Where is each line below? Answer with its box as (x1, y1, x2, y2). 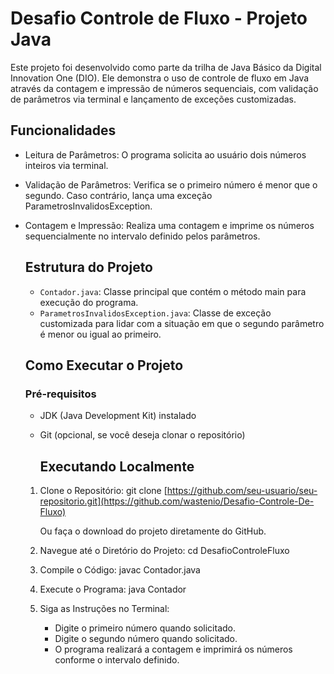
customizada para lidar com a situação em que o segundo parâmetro (39, 317, 325, 329)
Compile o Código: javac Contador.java (39, 564, 201, 576)
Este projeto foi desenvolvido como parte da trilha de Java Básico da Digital (10, 61, 322, 73)
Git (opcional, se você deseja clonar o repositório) (39, 429, 246, 441)
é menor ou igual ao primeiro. (39, 328, 162, 340)
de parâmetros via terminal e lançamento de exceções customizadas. (10, 93, 297, 105)
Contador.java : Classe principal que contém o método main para (39, 285, 307, 297)
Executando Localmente (39, 458, 195, 475)
